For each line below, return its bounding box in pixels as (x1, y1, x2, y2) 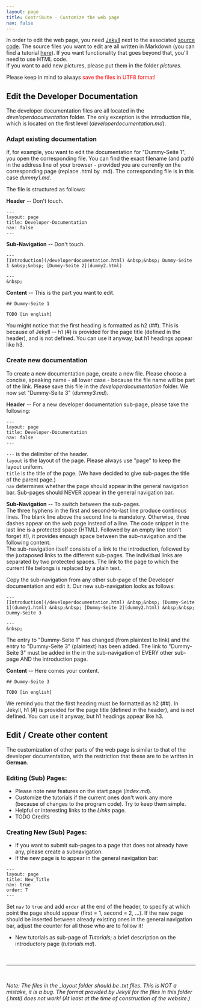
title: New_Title (6, 877, 50, 883)
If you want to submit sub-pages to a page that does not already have (14, 842, 188, 849)
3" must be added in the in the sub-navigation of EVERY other (20, 649, 173, 656)
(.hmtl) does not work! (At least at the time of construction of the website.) (6, 995, 191, 1002)
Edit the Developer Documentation (6, 91, 138, 101)
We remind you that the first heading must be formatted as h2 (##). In (6, 699, 179, 707)
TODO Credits (14, 813, 50, 820)
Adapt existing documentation (6, 135, 97, 143)
